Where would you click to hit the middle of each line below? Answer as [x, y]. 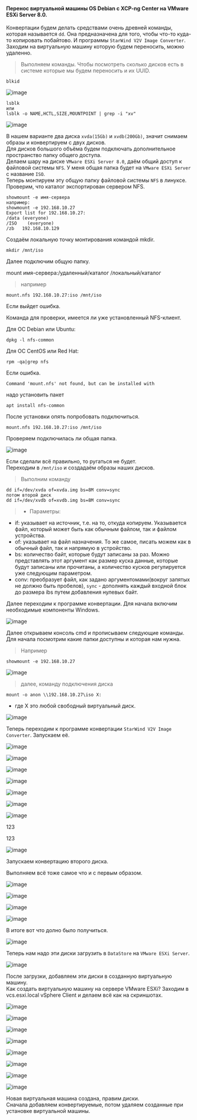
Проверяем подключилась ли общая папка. [62, 439]
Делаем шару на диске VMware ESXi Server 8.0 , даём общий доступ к [94, 161]
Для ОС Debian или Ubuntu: [41, 329]
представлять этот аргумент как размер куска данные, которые [96, 561]
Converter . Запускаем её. [38, 735]
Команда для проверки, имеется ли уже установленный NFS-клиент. [94, 318]
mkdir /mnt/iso [25, 251]
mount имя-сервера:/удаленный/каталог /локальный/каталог [84, 273]
